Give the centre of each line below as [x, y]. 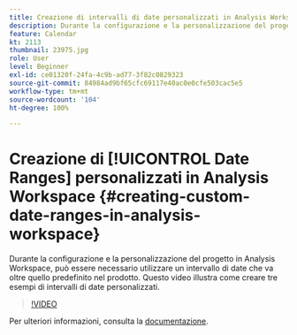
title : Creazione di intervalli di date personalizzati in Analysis [138, 17]
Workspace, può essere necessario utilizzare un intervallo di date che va [141, 268]
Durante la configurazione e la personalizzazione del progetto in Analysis [142, 259]
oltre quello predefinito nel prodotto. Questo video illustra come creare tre [144, 278]
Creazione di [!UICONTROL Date [129, 159]
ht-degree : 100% [39, 108]
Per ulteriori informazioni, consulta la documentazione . [109, 321]
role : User [29, 58]
